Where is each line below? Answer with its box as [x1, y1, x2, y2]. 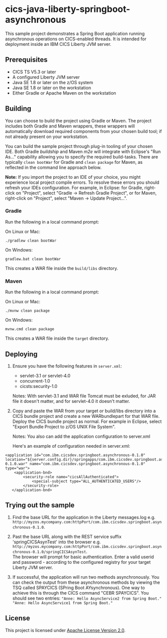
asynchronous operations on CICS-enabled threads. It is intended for [5, 36, 147, 42]
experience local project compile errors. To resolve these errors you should [5, 179, 160, 185]
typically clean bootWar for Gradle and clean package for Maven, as [5, 159, 143, 165]
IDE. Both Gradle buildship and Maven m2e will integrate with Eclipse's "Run [5, 148, 161, 154]
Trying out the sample [5, 501, 75, 510]
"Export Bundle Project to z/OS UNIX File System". [12, 423, 116, 429]
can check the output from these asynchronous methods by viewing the [12, 579, 160, 585]
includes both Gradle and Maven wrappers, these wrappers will [5, 123, 135, 129]
